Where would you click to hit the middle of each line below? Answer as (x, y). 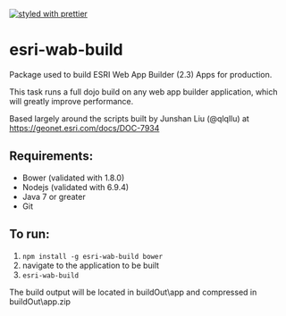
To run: (29, 234)
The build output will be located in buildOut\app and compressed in (133, 292)
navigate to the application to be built (90, 265)
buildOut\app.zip (40, 301)
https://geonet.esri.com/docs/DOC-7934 (84, 128)
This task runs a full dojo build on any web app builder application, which (144, 91)
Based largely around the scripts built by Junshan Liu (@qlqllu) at (130, 118)
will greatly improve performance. (71, 101)
